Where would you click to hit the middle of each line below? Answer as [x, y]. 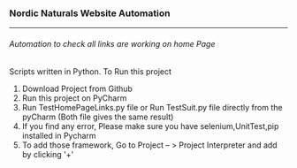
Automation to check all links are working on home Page [112, 43]
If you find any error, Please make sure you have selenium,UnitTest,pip [150, 126]
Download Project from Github [77, 88]
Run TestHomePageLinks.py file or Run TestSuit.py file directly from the [152, 107]
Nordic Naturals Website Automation [90, 13]
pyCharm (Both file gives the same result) [98, 117]
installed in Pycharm [59, 135]
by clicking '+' [48, 154]
